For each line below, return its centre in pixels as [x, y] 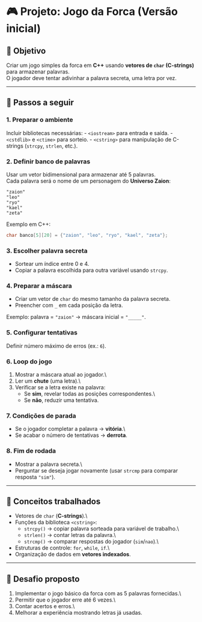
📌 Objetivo [26, 51]
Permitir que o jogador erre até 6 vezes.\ [65, 600]
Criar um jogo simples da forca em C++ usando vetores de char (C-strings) [100, 65]
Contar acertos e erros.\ [45, 606]
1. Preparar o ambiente [40, 120]
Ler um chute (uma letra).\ [48, 381]
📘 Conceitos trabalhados [54, 502]
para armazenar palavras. [38, 72]
